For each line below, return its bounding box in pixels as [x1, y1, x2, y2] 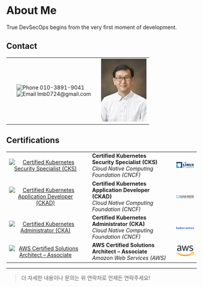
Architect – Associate [92, 248, 148, 255]
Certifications [6, 135, 60, 145]
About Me [6, 4, 57, 17]
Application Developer [92, 186, 150, 194]
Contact [6, 41, 37, 51]
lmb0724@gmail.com [37, 90, 92, 97]
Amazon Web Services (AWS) [92, 254, 166, 262]
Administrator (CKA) [92, 220, 145, 227]
